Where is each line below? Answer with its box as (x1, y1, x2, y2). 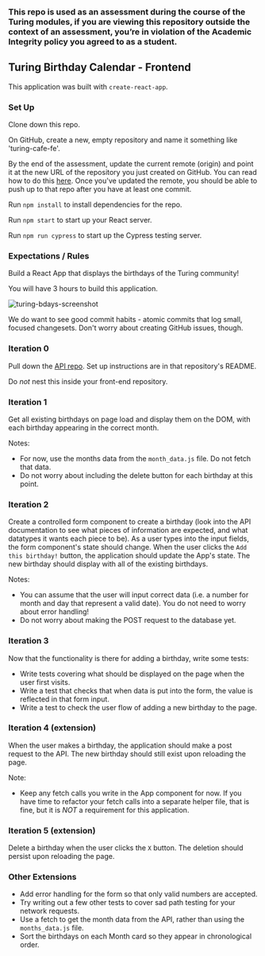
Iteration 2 (8, 499, 49, 510)
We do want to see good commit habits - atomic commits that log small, (8, 315, 243, 324)
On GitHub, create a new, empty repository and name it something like (8, 135, 238, 145)
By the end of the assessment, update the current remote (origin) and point (8, 159, 254, 169)
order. (19, 940, 40, 950)
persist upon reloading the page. (8, 852, 115, 861)
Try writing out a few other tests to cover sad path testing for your (19, 898, 236, 907)
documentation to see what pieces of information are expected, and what (8, 526, 248, 535)
